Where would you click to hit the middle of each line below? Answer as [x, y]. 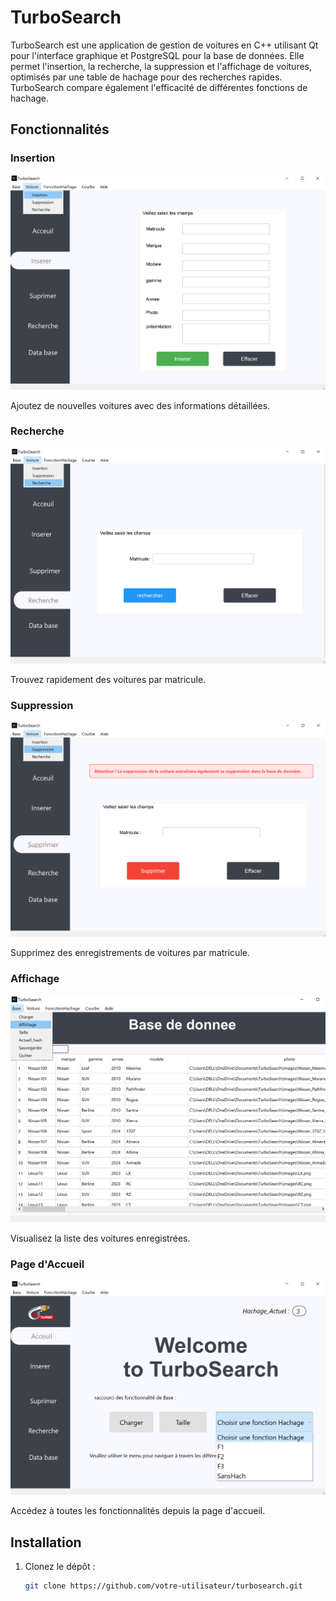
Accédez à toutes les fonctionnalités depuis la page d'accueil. [138, 1511]
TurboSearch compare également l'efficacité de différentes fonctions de [159, 87]
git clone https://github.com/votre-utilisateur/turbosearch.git [163, 1586]
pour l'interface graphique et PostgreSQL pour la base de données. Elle [157, 55]
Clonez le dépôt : [60, 1567]
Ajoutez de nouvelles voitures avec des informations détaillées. [140, 405]
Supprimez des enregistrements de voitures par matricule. [130, 952]
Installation [46, 1542]
